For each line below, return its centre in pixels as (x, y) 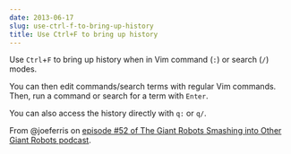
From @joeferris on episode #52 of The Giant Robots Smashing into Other (145, 131)
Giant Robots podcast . (50, 141)
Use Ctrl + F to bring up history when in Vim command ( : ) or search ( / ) (139, 60)
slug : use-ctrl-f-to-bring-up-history (81, 26)
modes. (23, 69)
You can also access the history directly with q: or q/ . (108, 114)
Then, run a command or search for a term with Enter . (109, 96)
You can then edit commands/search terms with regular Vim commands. (143, 87)
